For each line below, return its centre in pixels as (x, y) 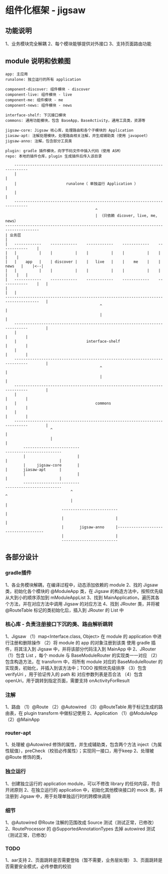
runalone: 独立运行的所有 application (43, 79)
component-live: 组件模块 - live (39, 95)
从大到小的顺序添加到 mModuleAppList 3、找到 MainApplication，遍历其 (80, 597)
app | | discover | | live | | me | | (93, 262)
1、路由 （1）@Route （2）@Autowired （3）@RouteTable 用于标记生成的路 (84, 707)
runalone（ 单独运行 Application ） (102, 183)
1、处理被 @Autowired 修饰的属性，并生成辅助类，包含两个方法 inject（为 (81, 745)
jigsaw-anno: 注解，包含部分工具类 (38, 141)
